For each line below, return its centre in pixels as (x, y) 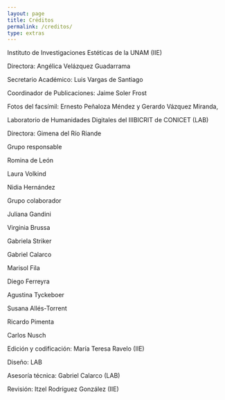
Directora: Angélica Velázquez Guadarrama (69, 66)
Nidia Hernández (31, 187)
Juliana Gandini (29, 214)
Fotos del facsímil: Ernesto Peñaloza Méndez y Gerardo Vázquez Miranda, (113, 107)
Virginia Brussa (29, 228)
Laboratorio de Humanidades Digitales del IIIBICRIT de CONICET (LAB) (108, 120)
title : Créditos (30, 20)
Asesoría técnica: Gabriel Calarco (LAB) (64, 376)
